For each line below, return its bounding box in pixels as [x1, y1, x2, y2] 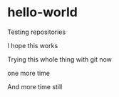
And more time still [7, 82, 63, 91]
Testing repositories [7, 28, 66, 36]
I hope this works [7, 41, 58, 50]
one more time [7, 69, 50, 77]
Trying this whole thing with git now [7, 55, 113, 64]
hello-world [7, 4, 78, 21]
